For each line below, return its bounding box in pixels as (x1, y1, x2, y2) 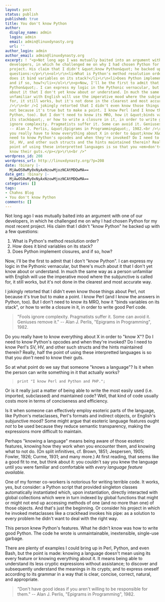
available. (5, 470, 26, 475)
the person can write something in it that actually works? (5, 370, 120, 376)
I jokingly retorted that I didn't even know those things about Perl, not (5, 288, 145, 294)
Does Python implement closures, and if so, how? (12, 249, 113, 254)
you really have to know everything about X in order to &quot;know (9, 131, 153, 136)
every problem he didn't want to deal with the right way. (5, 515, 118, 522)
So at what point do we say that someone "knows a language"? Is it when (5, 364, 154, 370)
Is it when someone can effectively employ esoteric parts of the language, (5, 408, 155, 413)
